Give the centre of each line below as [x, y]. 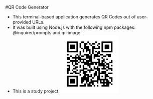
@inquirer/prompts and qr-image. [47, 33]
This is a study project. [36, 91]
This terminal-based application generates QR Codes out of [74, 17]
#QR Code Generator [27, 7]
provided [22, 22]
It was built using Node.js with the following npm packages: [74, 27]
